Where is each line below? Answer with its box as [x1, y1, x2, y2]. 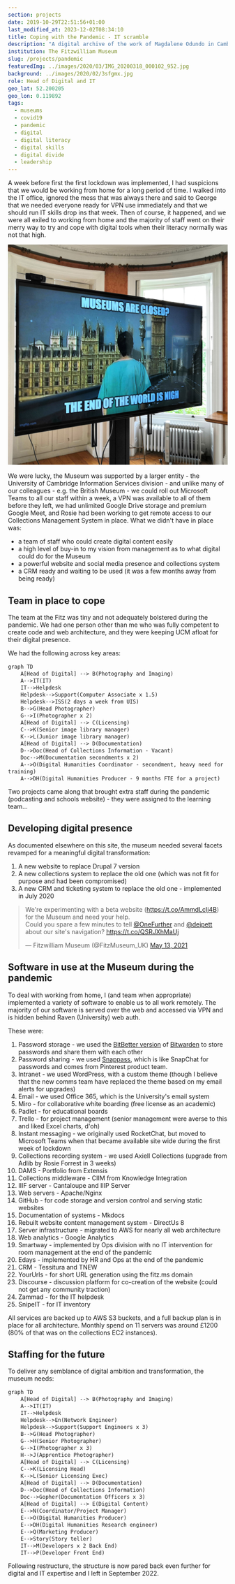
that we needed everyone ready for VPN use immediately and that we [8, 201, 208, 210]
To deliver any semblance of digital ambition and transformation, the [8, 1367, 204, 1376]
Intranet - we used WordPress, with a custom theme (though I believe [17, 1070, 218, 1078]
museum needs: [8, 1374, 54, 1383]
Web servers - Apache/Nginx [17, 1189, 103, 1197]
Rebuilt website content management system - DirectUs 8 [17, 1218, 185, 1226]
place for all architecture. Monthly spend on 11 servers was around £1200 [8, 1321, 218, 1329]
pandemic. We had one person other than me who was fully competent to [8, 620, 220, 629]
